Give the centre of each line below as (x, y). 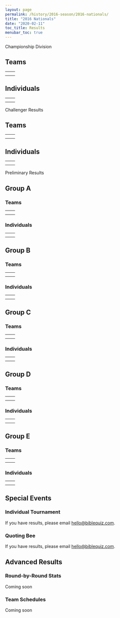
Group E (18, 436)
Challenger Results (24, 109)
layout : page (18, 10)
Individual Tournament (33, 512)
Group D (18, 374)
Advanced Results (34, 562)
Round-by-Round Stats (33, 576)
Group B (18, 250)
